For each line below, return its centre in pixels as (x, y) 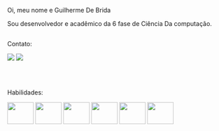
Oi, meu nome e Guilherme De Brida (59, 10)
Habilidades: (25, 92)
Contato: (20, 44)
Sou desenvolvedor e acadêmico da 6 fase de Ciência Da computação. (109, 23)
